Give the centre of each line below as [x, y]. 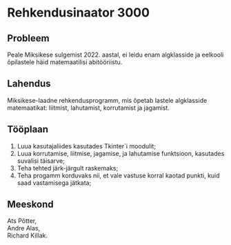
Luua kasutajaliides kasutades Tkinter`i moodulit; [87, 146]
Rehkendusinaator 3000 [79, 13]
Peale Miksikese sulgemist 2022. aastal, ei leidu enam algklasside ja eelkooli [115, 55]
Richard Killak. [28, 235]
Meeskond [30, 205]
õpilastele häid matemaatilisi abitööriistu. [65, 62]
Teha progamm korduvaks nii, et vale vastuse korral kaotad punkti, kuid [118, 175]
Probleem [28, 38]
